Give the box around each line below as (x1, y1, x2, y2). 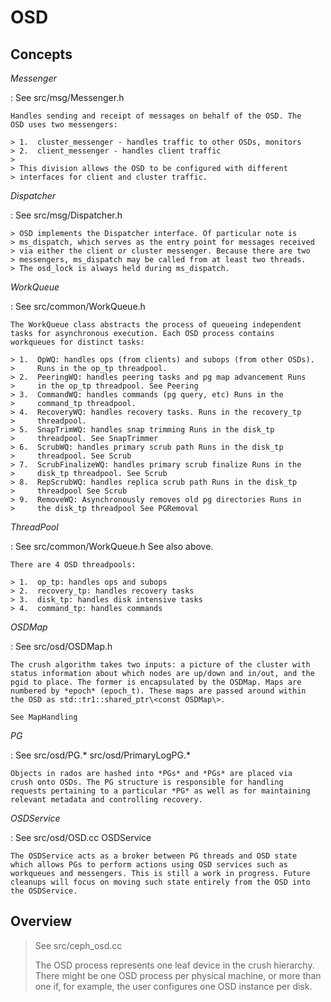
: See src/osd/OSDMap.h (10, 641, 113, 652)
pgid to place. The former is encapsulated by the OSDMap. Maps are (10, 677, 302, 687)
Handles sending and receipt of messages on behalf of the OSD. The (10, 111, 302, 121)
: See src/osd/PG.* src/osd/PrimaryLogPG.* (10, 749, 191, 761)
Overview (10, 913, 73, 930)
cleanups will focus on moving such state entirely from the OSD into (10, 877, 311, 887)
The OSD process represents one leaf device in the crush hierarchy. (34, 959, 315, 971)
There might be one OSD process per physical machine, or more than (34, 969, 322, 981)
